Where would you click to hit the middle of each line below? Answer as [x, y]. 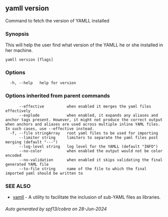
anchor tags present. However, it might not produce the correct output [84, 120]
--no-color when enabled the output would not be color [91, 151]
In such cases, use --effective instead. [50, 129]
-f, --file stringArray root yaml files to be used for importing [84, 133]
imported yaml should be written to [44, 173]
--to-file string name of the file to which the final [82, 169]
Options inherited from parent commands [58, 96]
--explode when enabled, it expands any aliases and [88, 115]
